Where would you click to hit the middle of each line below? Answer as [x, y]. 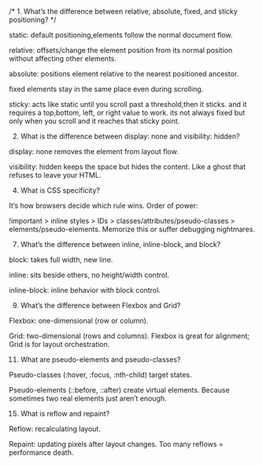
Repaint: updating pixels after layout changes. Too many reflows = [116, 444]
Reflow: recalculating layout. [55, 429]
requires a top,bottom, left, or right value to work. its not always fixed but [127, 113]
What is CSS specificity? [60, 190]
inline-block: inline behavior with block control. [85, 290]
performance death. [41, 452]
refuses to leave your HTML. [55, 175]
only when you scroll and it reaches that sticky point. [94, 121]
